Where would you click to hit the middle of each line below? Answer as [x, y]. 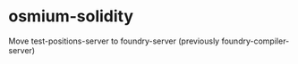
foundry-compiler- [255, 41]
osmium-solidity [71, 16]
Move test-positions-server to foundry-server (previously [114, 41]
